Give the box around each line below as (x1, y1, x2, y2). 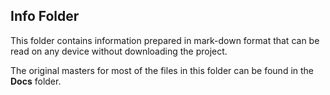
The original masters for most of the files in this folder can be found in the (10, 64, 315, 76)
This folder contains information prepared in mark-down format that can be (10, 34, 320, 46)
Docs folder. (10, 75, 62, 87)
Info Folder (10, 8, 80, 25)
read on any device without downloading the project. (10, 45, 228, 57)
